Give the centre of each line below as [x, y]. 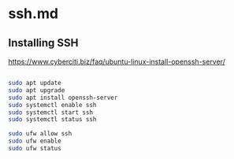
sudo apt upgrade [37, 90]
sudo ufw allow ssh [40, 134]
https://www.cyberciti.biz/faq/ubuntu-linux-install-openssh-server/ [117, 61]
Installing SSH [43, 43]
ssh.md [33, 14]
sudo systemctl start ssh [50, 112]
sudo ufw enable [35, 141]
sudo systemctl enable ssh [52, 105]
